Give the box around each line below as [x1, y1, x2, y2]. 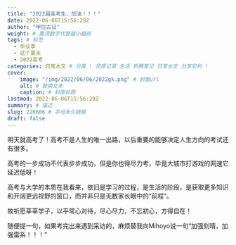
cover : [7, 69, 27, 76]
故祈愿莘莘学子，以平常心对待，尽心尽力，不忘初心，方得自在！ [7, 206, 192, 215]
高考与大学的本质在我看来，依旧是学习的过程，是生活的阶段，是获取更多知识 [7, 182, 229, 191]
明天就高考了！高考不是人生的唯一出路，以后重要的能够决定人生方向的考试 [7, 135, 223, 144]
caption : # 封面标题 [20, 89, 76, 96]
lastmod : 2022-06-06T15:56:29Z [7, 96, 99, 103]
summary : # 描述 [7, 102, 53, 109]
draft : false [7, 115, 46, 122]
